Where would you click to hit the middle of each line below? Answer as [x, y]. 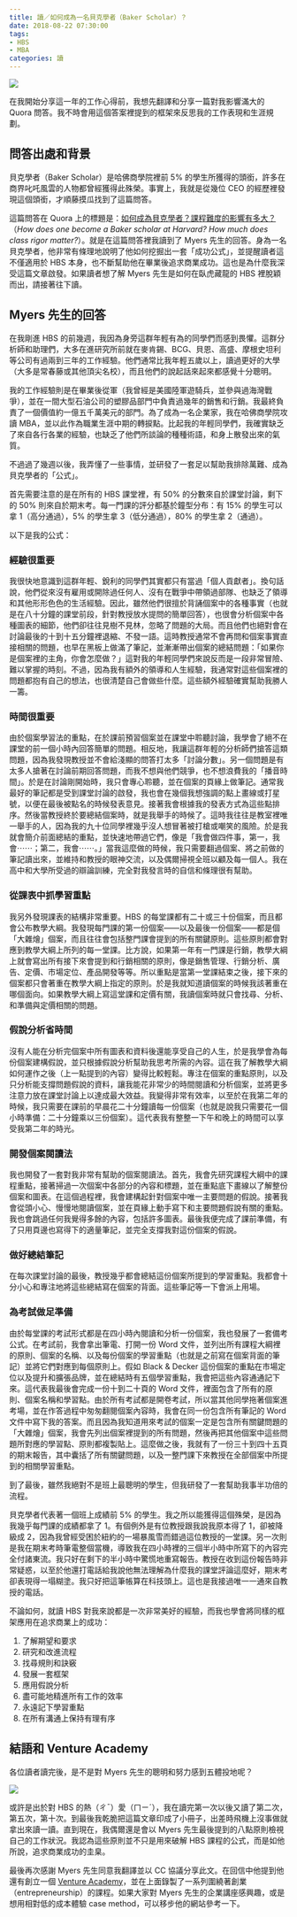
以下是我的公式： [40, 535]
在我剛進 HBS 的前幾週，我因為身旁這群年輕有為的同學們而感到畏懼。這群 [143, 338]
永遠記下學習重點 [53, 1707]
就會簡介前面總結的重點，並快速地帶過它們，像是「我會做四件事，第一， [141, 837]
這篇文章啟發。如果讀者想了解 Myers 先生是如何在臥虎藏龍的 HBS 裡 [141, 273]
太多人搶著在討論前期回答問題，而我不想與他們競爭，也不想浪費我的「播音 [145, 771]
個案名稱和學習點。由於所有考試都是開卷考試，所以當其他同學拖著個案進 [156, 1399]
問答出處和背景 [50, 154]
